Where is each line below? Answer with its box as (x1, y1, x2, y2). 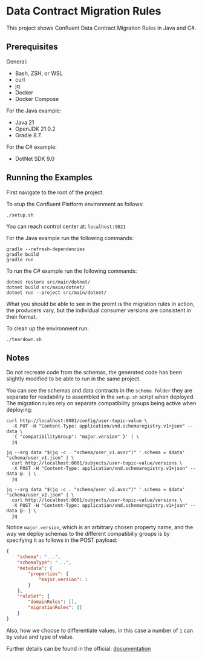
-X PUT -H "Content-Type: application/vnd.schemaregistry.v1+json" (11, 423, 186, 429)
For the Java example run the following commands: (6, 234, 134, 241)
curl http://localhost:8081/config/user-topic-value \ (6, 418, 148, 424)
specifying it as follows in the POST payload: (6, 536, 118, 544)
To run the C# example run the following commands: (6, 267, 137, 275)
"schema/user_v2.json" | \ (6, 492, 74, 498)
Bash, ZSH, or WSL (15, 70, 63, 77)
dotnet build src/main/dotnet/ (6, 284, 85, 290)
